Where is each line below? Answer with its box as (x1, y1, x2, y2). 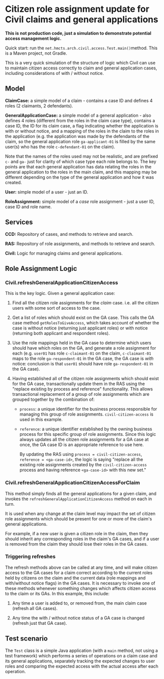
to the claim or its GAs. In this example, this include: (5, 590, 109, 596)
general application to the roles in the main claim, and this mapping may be (5, 169, 157, 175)
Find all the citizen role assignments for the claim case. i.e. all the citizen (12, 300, 159, 306)
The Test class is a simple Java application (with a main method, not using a (5, 647, 158, 653)
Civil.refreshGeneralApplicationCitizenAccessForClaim (5, 479, 140, 486)
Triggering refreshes (5, 553, 55, 560)
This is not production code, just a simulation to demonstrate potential (5, 30, 151, 36)
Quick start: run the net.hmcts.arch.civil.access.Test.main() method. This (5, 45, 158, 51)
